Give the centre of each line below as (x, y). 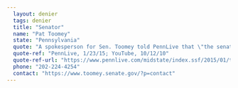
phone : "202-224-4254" (47, 67)
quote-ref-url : (36, 60)
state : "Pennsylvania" (47, 40)
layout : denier (36, 14)
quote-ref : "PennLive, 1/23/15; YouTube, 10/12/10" (91, 54)
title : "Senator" (39, 27)
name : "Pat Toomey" (42, 34)
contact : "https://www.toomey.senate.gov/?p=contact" (94, 73)
